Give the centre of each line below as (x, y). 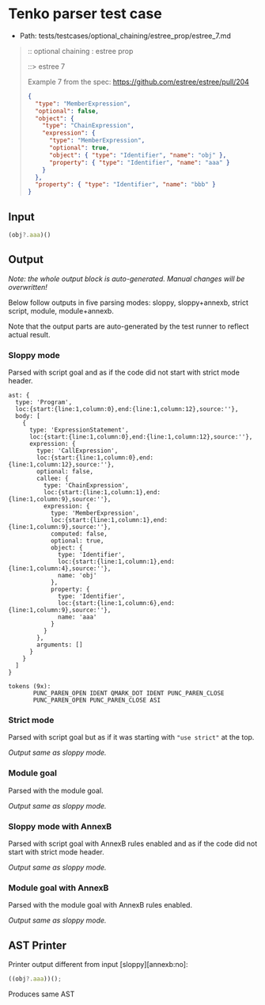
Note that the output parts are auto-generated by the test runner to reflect (129, 326)
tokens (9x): (30, 686)
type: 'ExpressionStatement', (79, 430)
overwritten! (28, 287)
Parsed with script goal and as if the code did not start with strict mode (124, 372)
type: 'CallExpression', (78, 451)
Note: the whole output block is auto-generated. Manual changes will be (127, 279)
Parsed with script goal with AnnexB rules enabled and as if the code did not (133, 843)
